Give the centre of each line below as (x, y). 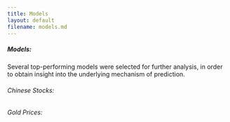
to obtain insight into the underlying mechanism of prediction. (96, 74)
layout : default (31, 20)
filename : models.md (38, 27)
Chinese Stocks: (31, 90)
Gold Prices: (25, 112)
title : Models (28, 14)
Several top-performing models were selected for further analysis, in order (115, 67)
